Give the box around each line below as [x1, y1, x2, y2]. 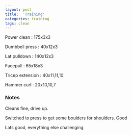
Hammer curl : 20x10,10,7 [5, 82, 56, 88]
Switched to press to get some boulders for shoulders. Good [5, 115, 128, 121]
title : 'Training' [5, 12, 45, 17]
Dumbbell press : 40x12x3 [5, 44, 58, 50]
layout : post [5, 7, 32, 12]
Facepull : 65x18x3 [5, 63, 43, 69]
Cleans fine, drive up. [5, 105, 49, 111]
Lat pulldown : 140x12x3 [5, 54, 54, 59]
